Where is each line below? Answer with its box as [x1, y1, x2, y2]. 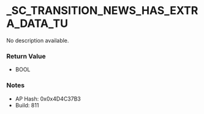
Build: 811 [15, 101, 39, 109]
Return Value [6, 52, 46, 60]
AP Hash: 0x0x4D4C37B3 [15, 95, 81, 102]
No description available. [6, 37, 69, 44]
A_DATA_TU [6, 16, 69, 30]
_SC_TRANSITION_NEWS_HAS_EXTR [6, 4, 198, 18]
